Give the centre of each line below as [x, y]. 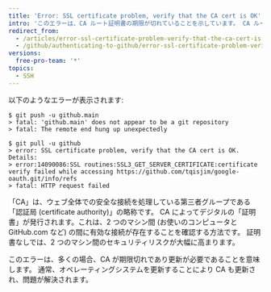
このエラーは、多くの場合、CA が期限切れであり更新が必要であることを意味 [134, 259]
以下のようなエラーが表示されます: [66, 100]
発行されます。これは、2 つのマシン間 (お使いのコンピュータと [133, 222]
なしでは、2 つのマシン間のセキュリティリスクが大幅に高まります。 [127, 242]
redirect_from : [34, 31]
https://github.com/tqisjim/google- [178, 171]
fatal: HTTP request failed [63, 186]
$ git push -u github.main [54, 115]
